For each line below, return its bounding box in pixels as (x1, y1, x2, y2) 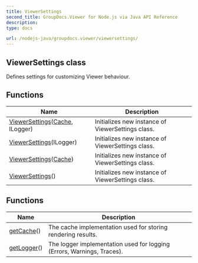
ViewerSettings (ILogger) (9, 138, 78, 146)
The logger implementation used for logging (48, 239, 170, 248)
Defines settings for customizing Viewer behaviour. (6, 73, 130, 80)
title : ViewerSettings (6, 8, 62, 15)
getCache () (9, 227, 41, 235)
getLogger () (9, 244, 43, 252)
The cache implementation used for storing (48, 223, 168, 231)
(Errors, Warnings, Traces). (48, 247, 123, 255)
